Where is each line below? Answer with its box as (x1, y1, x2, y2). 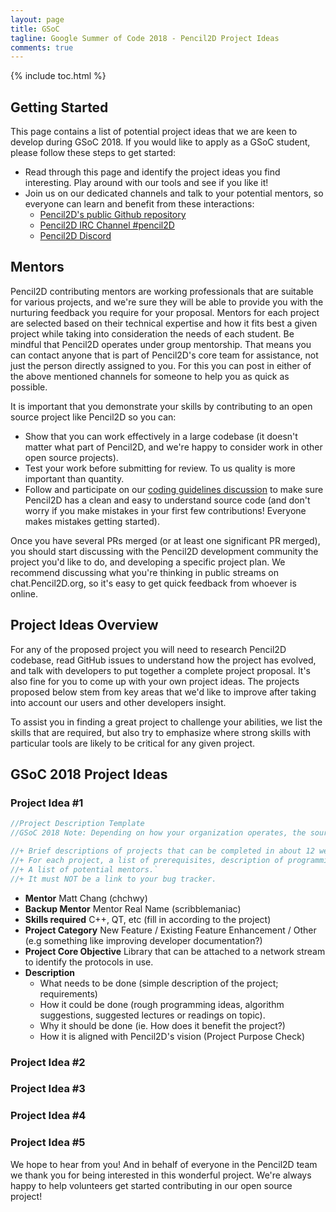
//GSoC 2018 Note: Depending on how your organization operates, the (10, 828, 307, 838)
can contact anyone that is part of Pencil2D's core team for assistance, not (10, 349, 319, 361)
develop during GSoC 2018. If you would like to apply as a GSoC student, (10, 136, 311, 148)
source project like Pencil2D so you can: (10, 411, 177, 423)
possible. (10, 381, 48, 393)
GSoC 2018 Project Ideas (10, 766, 168, 783)
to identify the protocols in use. (24, 956, 154, 968)
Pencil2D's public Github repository (39, 209, 187, 221)
